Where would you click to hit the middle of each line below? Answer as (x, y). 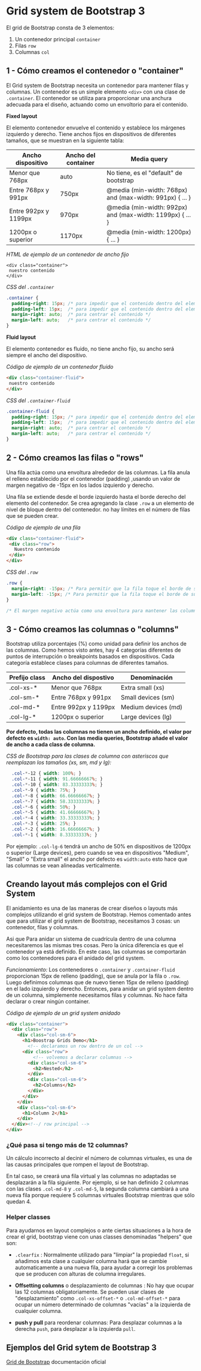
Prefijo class (28, 677)
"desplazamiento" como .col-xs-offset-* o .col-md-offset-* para (98, 1298)
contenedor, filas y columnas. (42, 927)
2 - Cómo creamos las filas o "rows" (75, 458)
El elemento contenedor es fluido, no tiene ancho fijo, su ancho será (90, 349)
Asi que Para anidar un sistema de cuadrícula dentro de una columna (91, 939)
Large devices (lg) (146, 717)
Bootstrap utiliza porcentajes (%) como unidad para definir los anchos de (96, 644)
